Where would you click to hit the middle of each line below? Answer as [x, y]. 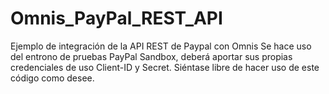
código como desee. [52, 78]
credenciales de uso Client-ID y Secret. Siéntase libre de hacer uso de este [165, 67]
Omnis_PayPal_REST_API [116, 18]
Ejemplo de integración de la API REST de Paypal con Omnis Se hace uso [161, 46]
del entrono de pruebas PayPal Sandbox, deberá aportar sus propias [151, 56]
